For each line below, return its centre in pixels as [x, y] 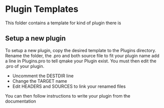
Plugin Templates [42, 9]
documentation [21, 101]
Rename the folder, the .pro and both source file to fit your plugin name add [82, 55]
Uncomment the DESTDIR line [43, 76]
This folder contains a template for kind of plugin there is [63, 23]
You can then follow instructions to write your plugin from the [68, 96]
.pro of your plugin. [25, 66]
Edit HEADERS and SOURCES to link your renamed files [69, 86]
